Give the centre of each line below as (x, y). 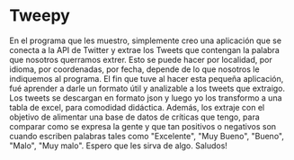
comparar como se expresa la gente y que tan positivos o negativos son (143, 126)
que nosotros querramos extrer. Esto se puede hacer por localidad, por (141, 59)
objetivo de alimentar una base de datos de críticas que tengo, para (135, 117)
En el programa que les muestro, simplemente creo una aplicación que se (145, 40)
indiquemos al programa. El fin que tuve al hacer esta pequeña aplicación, (147, 78)
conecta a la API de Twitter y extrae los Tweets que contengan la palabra (145, 49)
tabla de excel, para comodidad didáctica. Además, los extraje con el (137, 107)
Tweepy (40, 16)
